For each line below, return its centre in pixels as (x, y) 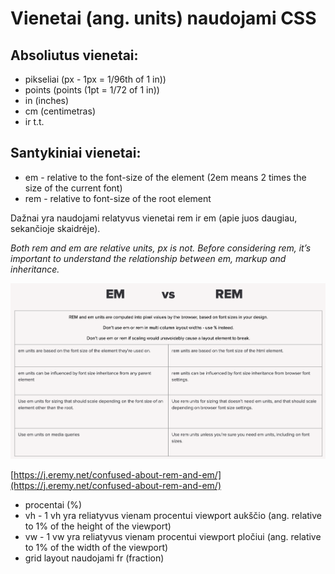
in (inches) (47, 100)
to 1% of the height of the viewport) (98, 526)
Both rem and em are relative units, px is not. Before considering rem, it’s (161, 248)
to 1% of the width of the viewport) (96, 547)
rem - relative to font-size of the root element (118, 198)
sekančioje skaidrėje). (55, 228)
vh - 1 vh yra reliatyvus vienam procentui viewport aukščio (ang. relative (173, 515)
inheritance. (35, 269)
